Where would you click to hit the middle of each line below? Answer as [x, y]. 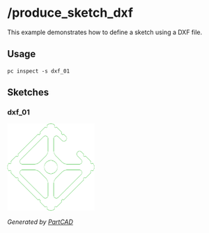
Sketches [28, 92]
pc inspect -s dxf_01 [39, 71]
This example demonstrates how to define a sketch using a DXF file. [105, 32]
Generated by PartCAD [40, 222]
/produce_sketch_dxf [70, 13]
